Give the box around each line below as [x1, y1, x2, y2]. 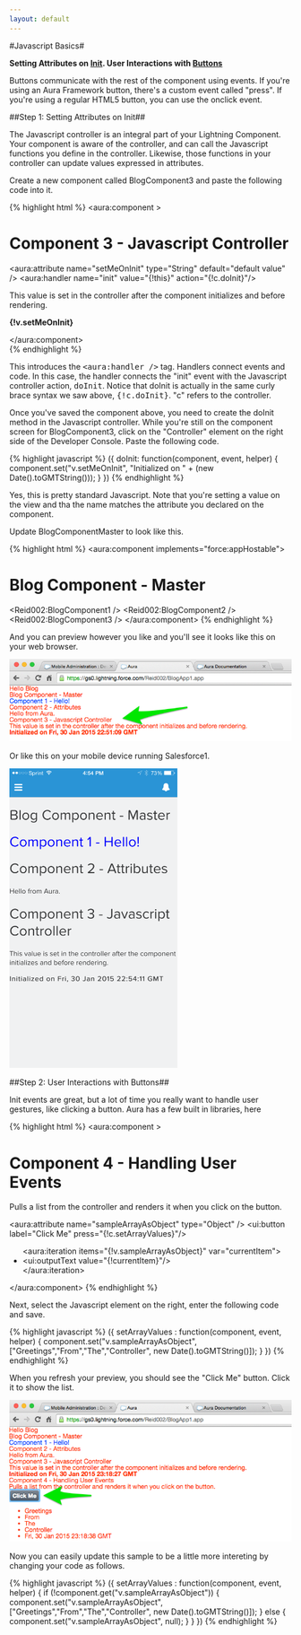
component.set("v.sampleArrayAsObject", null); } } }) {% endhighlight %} [9, 1616, 278, 1627]
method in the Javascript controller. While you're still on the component [9, 416, 273, 427]
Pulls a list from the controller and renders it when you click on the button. [9, 1202, 282, 1212]
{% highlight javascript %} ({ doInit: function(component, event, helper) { [9, 453, 279, 464]
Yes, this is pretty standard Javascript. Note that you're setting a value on [9, 489, 280, 500]
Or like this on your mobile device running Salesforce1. [9, 750, 211, 762]
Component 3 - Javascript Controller [9, 233, 289, 253]
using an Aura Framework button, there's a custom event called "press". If [9, 84, 282, 95]
